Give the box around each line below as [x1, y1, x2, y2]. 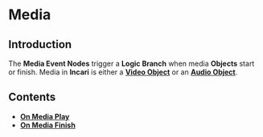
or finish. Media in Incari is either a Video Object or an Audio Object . [8, 67, 238, 77]
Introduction [8, 38, 72, 51]
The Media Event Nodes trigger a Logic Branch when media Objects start [8, 58, 255, 68]
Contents [8, 91, 56, 104]
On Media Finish [19, 120, 76, 130]
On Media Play [19, 111, 70, 121]
